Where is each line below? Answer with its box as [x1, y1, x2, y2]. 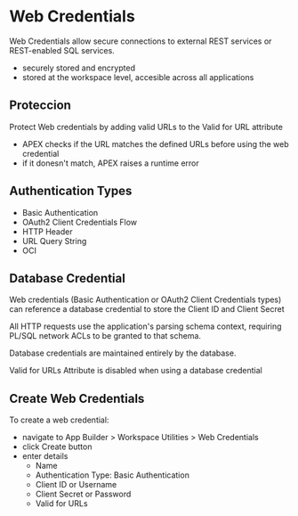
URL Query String [21, 235, 87, 246]
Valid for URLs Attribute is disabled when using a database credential [9, 365, 262, 376]
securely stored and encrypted [21, 62, 136, 73]
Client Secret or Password [35, 488, 132, 500]
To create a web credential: [9, 414, 109, 425]
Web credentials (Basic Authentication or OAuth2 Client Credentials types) [9, 294, 282, 305]
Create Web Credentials [9, 390, 145, 406]
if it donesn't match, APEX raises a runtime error [21, 158, 200, 168]
